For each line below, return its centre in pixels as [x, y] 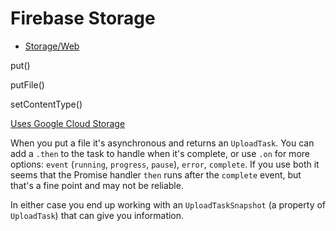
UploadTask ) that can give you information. [97, 215]
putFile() [27, 84]
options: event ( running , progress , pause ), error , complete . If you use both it [165, 164]
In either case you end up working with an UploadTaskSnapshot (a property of [168, 204]
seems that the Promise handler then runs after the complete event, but [156, 174]
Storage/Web [52, 46]
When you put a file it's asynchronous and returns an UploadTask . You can [162, 143]
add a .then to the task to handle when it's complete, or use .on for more [160, 153]
